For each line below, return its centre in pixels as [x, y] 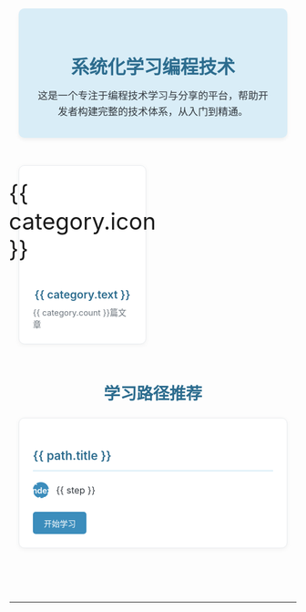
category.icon [82, 222]
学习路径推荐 [153, 393]
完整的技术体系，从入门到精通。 [173, 111]
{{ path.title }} [72, 456]
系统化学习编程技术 [153, 67]
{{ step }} [76, 491]
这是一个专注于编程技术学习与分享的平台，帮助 [148, 95]
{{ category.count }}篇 [76, 312]
